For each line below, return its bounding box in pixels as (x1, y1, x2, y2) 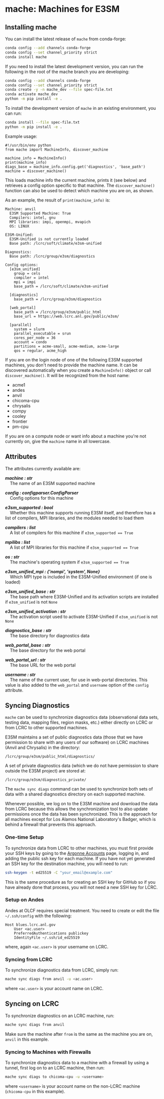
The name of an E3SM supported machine (9, 480, 95, 486)
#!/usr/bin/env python (5, 143, 51, 148)
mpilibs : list (5, 539, 30, 545)
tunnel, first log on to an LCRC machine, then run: (5, 1065, 105, 1071)
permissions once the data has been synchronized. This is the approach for (5, 811, 158, 817)
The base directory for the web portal (9, 647, 86, 653)
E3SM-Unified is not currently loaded (9, 236, 89, 241)
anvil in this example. (5, 1036, 49, 1042)
